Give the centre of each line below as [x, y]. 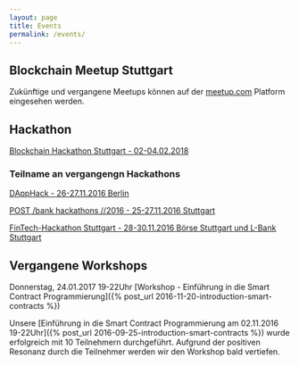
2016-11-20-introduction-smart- [213, 296]
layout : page [33, 17]
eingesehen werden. [47, 101]
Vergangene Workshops [79, 266]
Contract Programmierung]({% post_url [82, 296]
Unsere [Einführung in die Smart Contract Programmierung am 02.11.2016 [144, 323]
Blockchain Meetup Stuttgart [91, 70]
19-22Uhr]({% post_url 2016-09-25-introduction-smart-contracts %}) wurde [149, 333]
